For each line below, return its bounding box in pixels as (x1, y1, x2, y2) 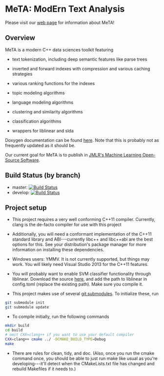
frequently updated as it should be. (5, 142, 76, 148)
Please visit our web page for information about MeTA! (5, 20, 115, 25)
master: (12, 184, 28, 190)
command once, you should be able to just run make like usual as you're (12, 355, 158, 361)
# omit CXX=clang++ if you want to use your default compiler (5, 332, 134, 337)
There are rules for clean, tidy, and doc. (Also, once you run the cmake (12, 350, 155, 356)
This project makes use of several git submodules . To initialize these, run (12, 291, 159, 297)
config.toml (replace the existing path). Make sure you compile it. (12, 281, 143, 287)
